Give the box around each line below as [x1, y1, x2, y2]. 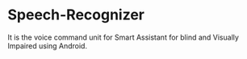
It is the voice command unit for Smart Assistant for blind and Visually [7, 32, 240, 42]
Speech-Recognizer [7, 6, 144, 24]
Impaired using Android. [7, 40, 88, 50]
